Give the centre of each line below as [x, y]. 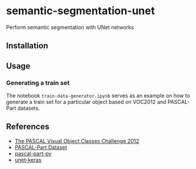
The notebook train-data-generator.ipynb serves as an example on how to [98, 96]
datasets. [29, 108]
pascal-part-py [33, 153]
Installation [27, 46]
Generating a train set [38, 83]
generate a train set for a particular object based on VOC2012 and [86, 102]
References [28, 127]
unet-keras [28, 160]
